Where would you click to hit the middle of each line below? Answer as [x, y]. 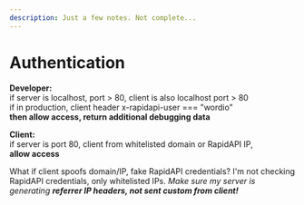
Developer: [31, 88]
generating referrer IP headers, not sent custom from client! [124, 190]
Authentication [67, 62]
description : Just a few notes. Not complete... [103, 18]
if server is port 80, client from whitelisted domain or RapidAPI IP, [131, 144]
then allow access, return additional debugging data [110, 117]
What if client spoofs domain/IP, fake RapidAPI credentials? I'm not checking [152, 171]
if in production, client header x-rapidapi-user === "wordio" [121, 107]
